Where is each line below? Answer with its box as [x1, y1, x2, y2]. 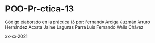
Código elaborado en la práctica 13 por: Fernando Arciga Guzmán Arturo [5, 19, 150, 25]
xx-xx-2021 [5, 33, 28, 39]
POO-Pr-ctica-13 [5, 3, 74, 14]
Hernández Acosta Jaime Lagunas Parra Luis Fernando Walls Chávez [5, 24, 144, 30]
